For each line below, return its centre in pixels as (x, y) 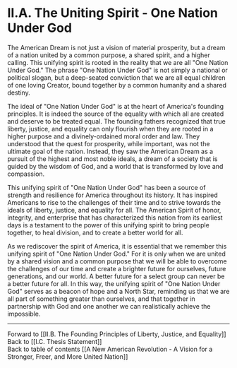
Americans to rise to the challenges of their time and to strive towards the (114, 202)
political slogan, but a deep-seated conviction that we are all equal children (116, 77)
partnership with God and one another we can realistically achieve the (109, 306)
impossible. (24, 314)
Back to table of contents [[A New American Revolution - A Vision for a (110, 349)
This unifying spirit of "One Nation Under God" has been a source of (107, 187)
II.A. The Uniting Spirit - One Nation (113, 13)
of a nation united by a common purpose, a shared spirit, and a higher (109, 55)
